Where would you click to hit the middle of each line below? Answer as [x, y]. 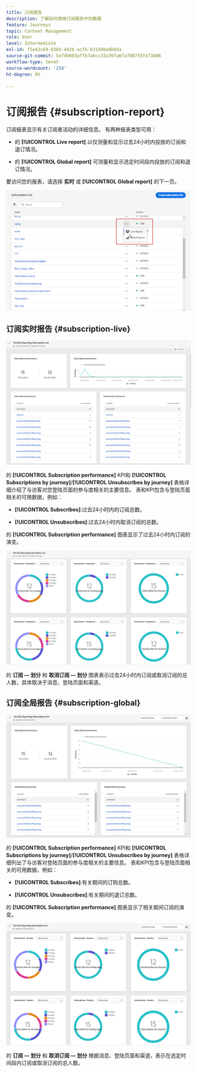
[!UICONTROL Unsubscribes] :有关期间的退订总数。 [77, 895]
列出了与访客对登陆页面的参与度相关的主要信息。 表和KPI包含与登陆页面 [98, 862]
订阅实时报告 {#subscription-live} [68, 329]
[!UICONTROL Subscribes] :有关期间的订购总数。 [74, 882]
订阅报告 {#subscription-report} [86, 112]
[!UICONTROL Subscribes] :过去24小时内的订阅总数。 [80, 510]
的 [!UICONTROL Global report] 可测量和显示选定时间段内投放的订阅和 [100, 162]
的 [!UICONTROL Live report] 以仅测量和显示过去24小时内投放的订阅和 [100, 142]
